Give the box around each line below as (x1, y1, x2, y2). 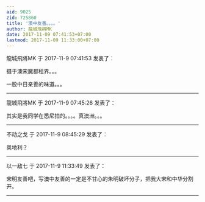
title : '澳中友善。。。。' (6, 20, 61, 26)
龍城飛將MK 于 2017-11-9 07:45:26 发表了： (6, 99, 116, 106)
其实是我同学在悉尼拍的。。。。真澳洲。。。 (6, 112, 106, 119)
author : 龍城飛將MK (6, 26, 52, 32)
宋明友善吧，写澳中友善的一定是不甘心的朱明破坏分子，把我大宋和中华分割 (6, 175, 193, 183)
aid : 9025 (6, 9, 32, 15)
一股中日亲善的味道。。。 (6, 80, 65, 88)
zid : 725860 (6, 15, 37, 21)
